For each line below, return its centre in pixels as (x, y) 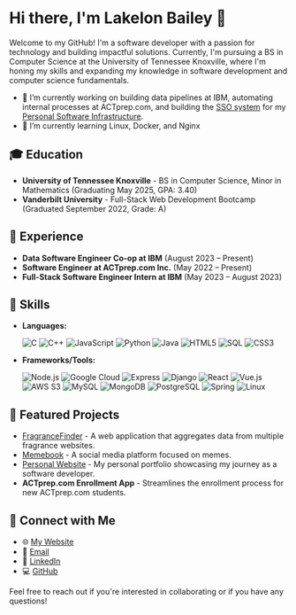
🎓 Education (46, 155)
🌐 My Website (48, 541)
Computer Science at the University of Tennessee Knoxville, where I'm (138, 61)
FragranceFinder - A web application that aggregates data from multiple (153, 436)
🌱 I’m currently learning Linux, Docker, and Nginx (111, 125)
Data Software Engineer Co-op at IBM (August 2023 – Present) (138, 258)
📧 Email (36, 552)
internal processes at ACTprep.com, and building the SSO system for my (154, 106)
